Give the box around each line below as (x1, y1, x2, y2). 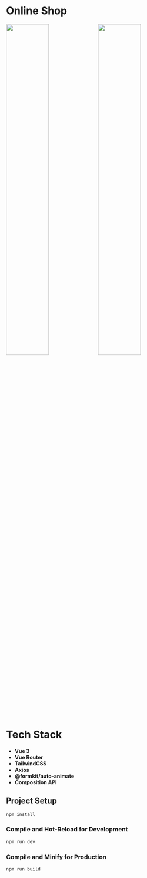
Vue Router (14, 754, 43, 761)
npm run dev (6, 838, 35, 844)
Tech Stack (6, 728, 62, 741)
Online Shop (6, 4, 68, 18)
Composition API (14, 778, 57, 785)
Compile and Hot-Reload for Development (6, 826, 128, 834)
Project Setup (6, 796, 58, 806)
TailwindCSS (14, 759, 47, 767)
